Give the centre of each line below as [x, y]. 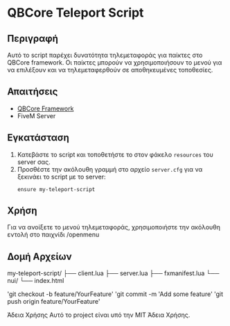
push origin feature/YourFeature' [54, 302]
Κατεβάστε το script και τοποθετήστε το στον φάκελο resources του [115, 154]
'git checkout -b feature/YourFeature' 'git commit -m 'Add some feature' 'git [115, 294]
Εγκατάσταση [38, 138]
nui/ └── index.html [36, 281]
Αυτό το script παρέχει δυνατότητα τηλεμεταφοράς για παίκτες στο [105, 55]
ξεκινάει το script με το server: [61, 177]
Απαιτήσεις [33, 92]
